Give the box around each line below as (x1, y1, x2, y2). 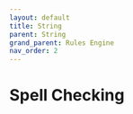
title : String (9, 22, 63, 31)
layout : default (9, 13, 70, 22)
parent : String (9, 30, 66, 39)
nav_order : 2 (9, 47, 58, 56)
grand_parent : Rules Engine (9, 38, 115, 48)
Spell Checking (9, 85, 125, 106)
